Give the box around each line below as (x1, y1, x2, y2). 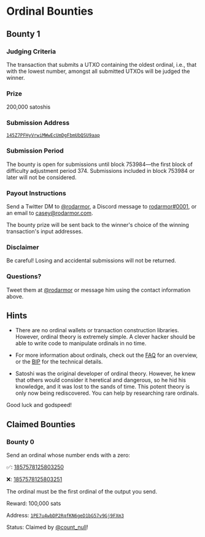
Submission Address (6, 118, 70, 127)
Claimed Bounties (6, 419, 75, 430)
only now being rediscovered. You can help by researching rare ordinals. (15, 389, 199, 397)
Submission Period (6, 147, 64, 155)
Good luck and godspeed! (6, 402, 72, 409)
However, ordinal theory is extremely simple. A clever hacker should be (15, 333, 195, 341)
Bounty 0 (6, 437, 35, 446)
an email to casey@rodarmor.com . (6, 210, 93, 217)
